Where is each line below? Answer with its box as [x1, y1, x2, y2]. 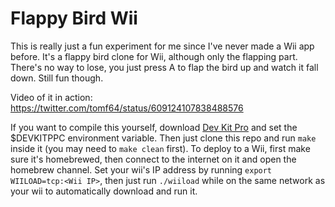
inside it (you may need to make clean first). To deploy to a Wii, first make [10, 142, 311, 154]
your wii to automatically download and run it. [10, 185, 198, 197]
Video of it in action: [10, 91, 93, 103]
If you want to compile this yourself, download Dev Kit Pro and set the [10, 121, 298, 133]
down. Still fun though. [10, 72, 104, 84]
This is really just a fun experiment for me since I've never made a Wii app [10, 40, 315, 52]
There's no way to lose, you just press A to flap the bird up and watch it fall [10, 61, 319, 73]
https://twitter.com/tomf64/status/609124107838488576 [10, 102, 244, 114]
